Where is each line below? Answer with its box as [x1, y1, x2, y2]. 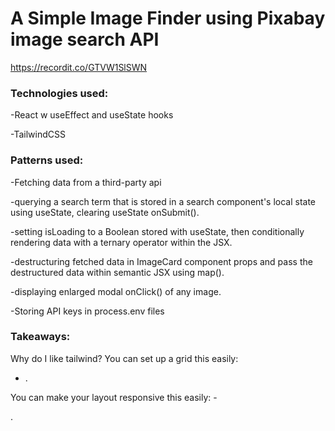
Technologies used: [10, 86, 109, 100]
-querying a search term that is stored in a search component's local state [10, 195, 317, 207]
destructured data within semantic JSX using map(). [10, 266, 225, 278]
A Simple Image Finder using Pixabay [10, 7, 326, 30]
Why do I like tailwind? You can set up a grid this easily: [10, 352, 239, 364]
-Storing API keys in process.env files [10, 305, 165, 317]
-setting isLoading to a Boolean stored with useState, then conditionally [10, 225, 305, 237]
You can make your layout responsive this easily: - [10, 391, 218, 403]
